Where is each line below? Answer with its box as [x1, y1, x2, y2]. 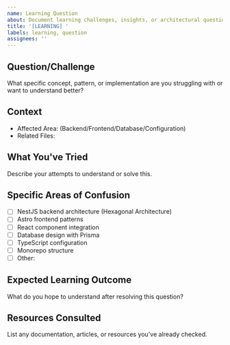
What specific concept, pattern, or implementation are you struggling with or [7, 79, 223, 87]
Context [7, 106, 42, 118]
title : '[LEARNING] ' [7, 23, 69, 29]
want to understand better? [7, 86, 84, 94]
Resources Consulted [7, 312, 101, 324]
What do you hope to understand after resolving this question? [7, 292, 183, 301]
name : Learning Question [7, 10, 78, 17]
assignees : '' [7, 36, 48, 42]
